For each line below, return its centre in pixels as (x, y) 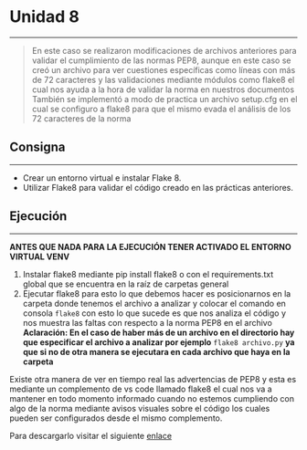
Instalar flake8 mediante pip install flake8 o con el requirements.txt (148, 274)
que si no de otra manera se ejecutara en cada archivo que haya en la (156, 351)
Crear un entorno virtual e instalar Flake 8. (102, 178)
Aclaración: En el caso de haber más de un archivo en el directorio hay (159, 332)
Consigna (37, 147)
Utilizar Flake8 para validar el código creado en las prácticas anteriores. (158, 187)
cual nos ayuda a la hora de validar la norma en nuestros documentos (163, 89)
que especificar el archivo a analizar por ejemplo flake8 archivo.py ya (159, 342)
